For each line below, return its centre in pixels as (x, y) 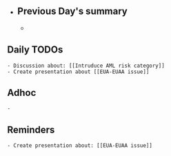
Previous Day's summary (72, 11)
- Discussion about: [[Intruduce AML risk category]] (86, 66)
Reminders (31, 129)
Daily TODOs (35, 50)
